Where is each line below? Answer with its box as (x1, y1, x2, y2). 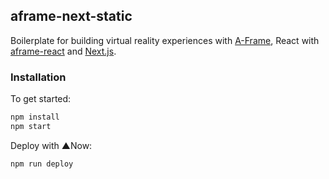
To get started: (10, 93, 72, 105)
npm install (10, 112, 60, 123)
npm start (10, 121, 52, 131)
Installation (10, 70, 67, 84)
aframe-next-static (10, 8, 133, 25)
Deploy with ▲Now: (10, 139, 93, 151)
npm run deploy (10, 159, 74, 169)
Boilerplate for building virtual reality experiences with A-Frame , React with (10, 34, 320, 46)
